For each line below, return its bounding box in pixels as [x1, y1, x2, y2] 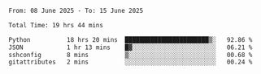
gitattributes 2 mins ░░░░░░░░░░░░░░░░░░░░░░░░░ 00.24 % [8, 58, 253, 67]
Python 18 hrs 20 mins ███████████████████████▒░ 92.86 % [8, 35, 253, 43]
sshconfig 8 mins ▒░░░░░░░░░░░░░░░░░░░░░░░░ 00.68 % [8, 51, 253, 59]
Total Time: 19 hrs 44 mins [8, 21, 104, 29]
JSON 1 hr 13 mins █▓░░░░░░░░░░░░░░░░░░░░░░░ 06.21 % [8, 43, 253, 51]
